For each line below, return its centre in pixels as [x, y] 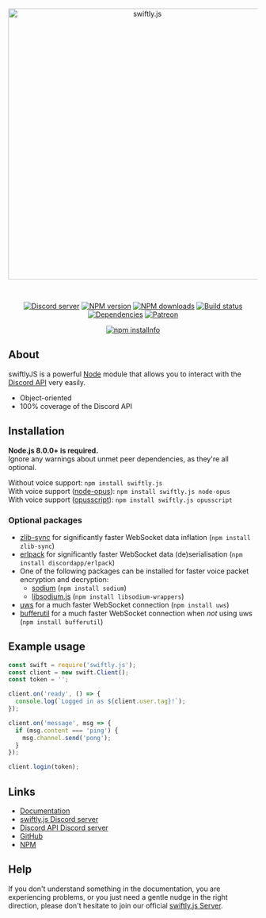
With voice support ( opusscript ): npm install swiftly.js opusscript [120, 499]
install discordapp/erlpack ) [67, 562]
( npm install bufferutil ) [61, 621]
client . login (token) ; [44, 767]
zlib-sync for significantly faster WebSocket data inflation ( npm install [135, 537]
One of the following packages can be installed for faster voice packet [134, 571]
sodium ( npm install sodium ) [79, 588]
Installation [36, 432]
